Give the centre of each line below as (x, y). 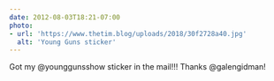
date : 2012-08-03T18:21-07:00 (65, 17)
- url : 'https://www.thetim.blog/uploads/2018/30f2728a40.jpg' (128, 33)
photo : (21, 26)
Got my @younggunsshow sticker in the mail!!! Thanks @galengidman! (138, 67)
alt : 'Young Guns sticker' (67, 42)
